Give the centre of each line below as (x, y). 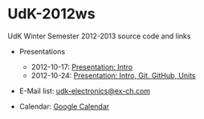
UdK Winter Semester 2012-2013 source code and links (99, 36)
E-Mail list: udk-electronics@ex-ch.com (84, 91)
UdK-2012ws (51, 14)
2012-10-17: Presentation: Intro (82, 67)
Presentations (42, 51)
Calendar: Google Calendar (64, 106)
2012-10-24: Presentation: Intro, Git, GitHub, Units (113, 75)
